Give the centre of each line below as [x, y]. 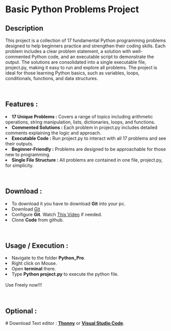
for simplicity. [20, 165]
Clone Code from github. [38, 220]
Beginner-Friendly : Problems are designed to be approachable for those [89, 149]
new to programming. [28, 155]
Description [24, 28]
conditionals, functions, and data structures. [52, 78]
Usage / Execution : [37, 246]
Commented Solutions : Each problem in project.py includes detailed [85, 127]
